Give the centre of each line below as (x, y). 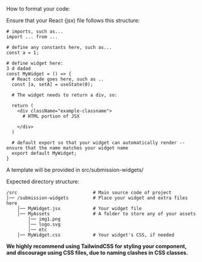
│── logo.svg (44, 224)
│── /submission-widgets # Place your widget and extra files (97, 198)
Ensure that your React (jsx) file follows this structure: (73, 20)
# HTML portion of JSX (51, 116)
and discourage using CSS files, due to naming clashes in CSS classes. (97, 253)
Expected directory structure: (43, 182)
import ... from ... (32, 37)
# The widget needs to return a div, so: (65, 95)
